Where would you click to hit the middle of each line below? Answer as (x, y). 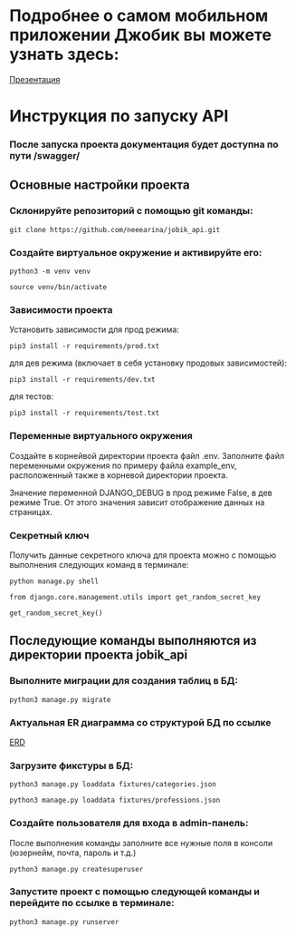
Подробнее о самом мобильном (139, 16)
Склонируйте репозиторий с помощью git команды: (131, 211)
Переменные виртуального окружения (101, 436)
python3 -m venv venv (50, 272)
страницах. (31, 512)
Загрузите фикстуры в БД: (72, 765)
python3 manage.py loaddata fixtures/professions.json (115, 800)
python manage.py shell (54, 581)
